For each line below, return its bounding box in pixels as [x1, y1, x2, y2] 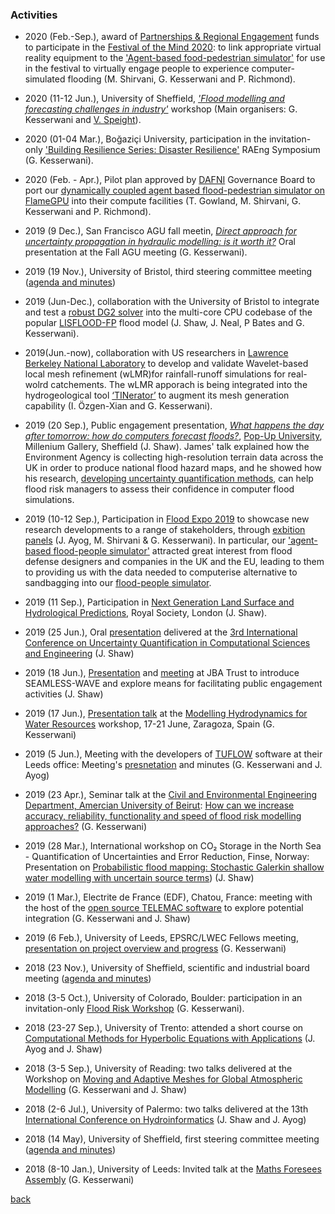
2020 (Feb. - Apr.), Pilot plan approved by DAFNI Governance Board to [24, 174, 316, 186]
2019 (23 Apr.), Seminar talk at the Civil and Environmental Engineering [24, 789, 318, 801]
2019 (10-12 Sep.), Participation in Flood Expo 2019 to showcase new [24, 513, 310, 525]
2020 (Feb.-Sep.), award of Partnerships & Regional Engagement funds [24, 31, 320, 43]
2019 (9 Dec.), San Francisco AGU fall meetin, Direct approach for [24, 225, 297, 237]
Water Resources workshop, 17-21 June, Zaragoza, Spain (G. [24, 718, 275, 730]
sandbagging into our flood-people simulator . [24, 577, 212, 589]
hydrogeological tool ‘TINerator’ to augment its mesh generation [24, 389, 290, 402]
